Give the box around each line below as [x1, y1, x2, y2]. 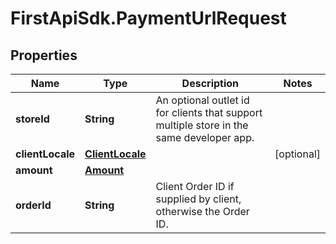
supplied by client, [155, 192, 242, 206]
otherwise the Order [155, 205, 250, 218]
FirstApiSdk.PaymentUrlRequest [10, 7, 287, 30]
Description [181, 77, 240, 90]
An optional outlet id [155, 93, 250, 107]
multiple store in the [155, 118, 249, 132]
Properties [10, 47, 78, 64]
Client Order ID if [155, 180, 235, 193]
